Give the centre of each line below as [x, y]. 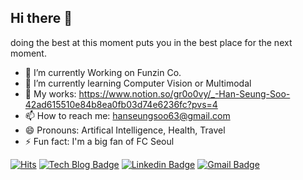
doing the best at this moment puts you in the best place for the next [151, 42]
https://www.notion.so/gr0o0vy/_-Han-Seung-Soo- [184, 93]
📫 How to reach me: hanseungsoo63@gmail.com [127, 115]
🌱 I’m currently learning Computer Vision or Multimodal [138, 83]
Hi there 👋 [41, 18]
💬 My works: [50, 93]
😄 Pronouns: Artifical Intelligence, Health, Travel [125, 130]
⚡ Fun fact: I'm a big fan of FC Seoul [99, 141]
